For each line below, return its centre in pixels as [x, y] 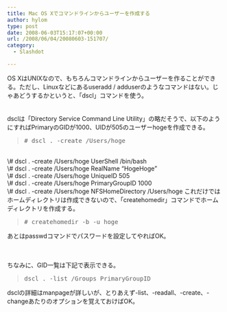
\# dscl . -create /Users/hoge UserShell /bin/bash [77, 161]
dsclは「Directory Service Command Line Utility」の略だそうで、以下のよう [114, 118]
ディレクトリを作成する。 [43, 208]
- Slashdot [29, 52]
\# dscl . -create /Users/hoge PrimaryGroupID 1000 [80, 183]
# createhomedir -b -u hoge [71, 222]
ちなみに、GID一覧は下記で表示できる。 [63, 265]
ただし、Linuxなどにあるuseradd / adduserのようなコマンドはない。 [116, 87]
